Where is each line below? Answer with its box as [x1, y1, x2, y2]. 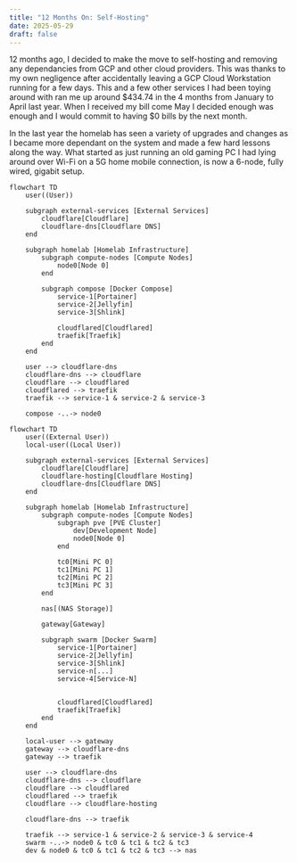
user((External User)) [25, 433, 110, 442]
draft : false [9, 29, 58, 38]
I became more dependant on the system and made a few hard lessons [9, 137, 270, 148]
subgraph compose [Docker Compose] [41, 284, 174, 294]
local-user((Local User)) [25, 440, 122, 450]
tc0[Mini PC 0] [56, 558, 114, 567]
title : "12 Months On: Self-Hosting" [9, 12, 150, 22]
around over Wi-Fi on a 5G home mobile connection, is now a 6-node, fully [9, 157, 284, 168]
